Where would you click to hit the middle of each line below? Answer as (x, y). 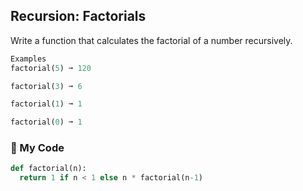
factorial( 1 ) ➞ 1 (46, 104)
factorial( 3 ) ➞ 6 (46, 86)
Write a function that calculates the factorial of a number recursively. (151, 40)
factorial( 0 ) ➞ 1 (46, 122)
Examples (28, 59)
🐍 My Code (37, 148)
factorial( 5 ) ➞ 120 (51, 68)
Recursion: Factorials (78, 16)
